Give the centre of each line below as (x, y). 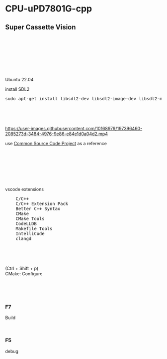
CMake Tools (30, 219)
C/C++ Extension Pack (42, 204)
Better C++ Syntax (38, 209)
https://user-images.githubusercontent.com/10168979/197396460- (74, 128)
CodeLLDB (26, 224)
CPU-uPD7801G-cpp (49, 9)
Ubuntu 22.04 (19, 80)
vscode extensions (24, 189)
